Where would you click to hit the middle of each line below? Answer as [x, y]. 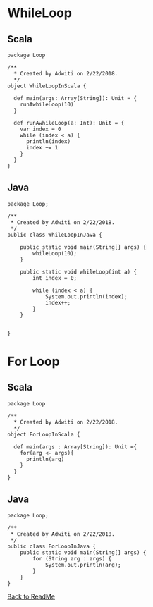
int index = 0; [55, 278]
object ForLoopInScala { [44, 434]
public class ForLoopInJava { [52, 546]
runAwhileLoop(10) [47, 104]
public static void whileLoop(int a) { [79, 272]
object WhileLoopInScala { [47, 86]
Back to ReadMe [31, 596]
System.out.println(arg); [83, 565]
